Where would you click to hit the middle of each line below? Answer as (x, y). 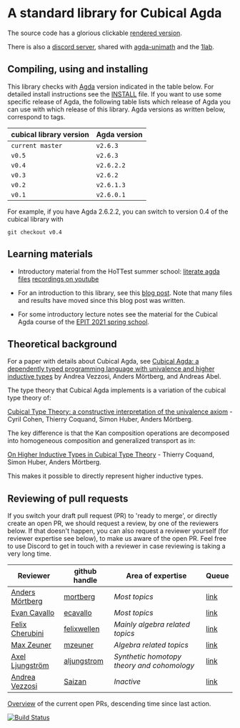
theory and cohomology (154, 666)
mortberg (80, 597)
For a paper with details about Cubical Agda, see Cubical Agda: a (103, 361)
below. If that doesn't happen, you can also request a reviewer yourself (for (118, 531)
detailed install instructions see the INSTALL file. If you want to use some (115, 94)
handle (85, 580)
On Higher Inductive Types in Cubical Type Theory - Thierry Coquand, (111, 454)
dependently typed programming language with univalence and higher (111, 369)
